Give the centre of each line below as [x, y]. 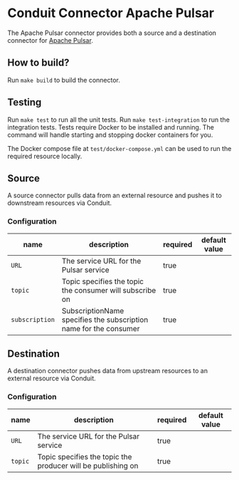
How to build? [38, 63]
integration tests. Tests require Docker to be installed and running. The [111, 127]
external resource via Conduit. [52, 378]
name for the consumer [101, 328]
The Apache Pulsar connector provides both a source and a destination [112, 33]
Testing [25, 102]
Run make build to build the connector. [64, 80]
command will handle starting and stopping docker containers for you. [110, 135]
